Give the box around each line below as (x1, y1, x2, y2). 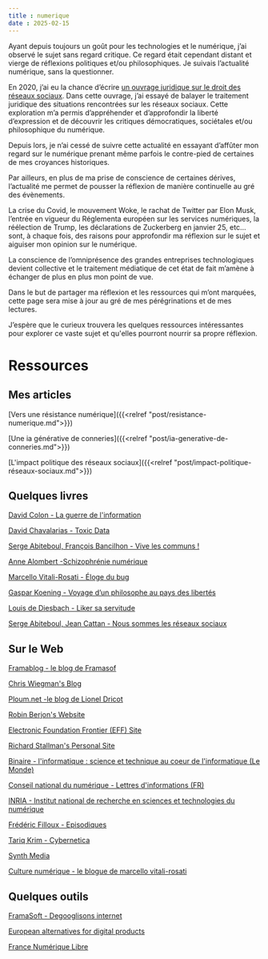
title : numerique (8, 11, 70, 20)
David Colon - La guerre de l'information (8, 510, 142, 520)
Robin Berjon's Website (8, 710, 86, 720)
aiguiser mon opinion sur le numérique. (8, 239, 138, 249)
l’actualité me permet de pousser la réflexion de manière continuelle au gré (8, 181, 255, 191)
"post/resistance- (148, 409, 206, 419)
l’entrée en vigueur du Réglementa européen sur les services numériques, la (8, 214, 260, 223)
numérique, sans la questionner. (8, 66, 114, 76)
